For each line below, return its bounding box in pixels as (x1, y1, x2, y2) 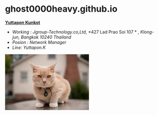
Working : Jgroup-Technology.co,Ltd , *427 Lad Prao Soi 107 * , (12, 29, 139, 35)
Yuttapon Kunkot (5, 19, 40, 25)
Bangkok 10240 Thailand (20, 34, 72, 40)
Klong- (140, 29, 155, 35)
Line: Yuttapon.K (12, 44, 46, 50)
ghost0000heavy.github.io (5, 3, 118, 15)
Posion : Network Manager (12, 39, 67, 45)
